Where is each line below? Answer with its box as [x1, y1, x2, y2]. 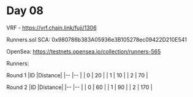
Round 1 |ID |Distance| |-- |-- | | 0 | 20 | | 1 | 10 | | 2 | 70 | [6, 71, 148, 79]
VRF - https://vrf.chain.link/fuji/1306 [6, 24, 97, 31]
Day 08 [6, 4, 44, 18]
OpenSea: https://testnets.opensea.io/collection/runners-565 [6, 47, 161, 55]
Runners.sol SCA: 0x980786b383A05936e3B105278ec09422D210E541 [6, 36, 187, 43]
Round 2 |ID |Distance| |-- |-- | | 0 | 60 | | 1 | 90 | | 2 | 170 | [6, 83, 153, 91]
